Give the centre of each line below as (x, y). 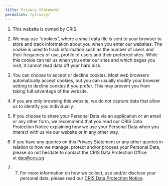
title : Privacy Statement (32, 10)
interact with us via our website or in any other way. (66, 132)
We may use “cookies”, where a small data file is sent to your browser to (87, 39)
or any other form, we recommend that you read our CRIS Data (77, 121)
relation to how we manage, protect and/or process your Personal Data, (86, 147)
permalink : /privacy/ (28, 15)
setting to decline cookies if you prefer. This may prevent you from (81, 85)
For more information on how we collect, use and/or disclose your (88, 173)
